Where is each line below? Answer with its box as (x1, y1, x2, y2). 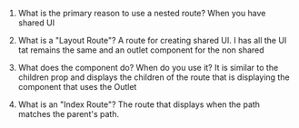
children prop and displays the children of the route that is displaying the (17, 72, 290, 83)
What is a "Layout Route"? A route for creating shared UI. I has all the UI (17, 35, 287, 45)
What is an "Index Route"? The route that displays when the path (17, 99, 261, 110)
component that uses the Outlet (17, 82, 137, 92)
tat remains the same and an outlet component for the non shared (17, 44, 265, 55)
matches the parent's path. (17, 109, 120, 119)
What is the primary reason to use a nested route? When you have (17, 8, 266, 18)
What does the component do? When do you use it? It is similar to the (17, 63, 279, 73)
